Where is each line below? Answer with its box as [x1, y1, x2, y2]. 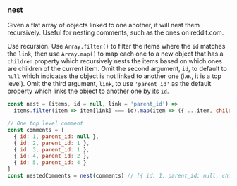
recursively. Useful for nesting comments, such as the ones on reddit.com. [7, 28, 224, 37]
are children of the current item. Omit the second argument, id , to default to [7, 65, 227, 73]
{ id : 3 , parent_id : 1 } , [13, 146, 90, 153]
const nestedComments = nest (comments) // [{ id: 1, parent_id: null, [7, 173, 219, 180]
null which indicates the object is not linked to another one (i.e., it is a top [7, 72, 222, 80]
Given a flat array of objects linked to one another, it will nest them [7, 21, 200, 30]
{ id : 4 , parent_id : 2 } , [13, 153, 90, 160]
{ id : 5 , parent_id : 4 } [13, 159, 87, 166]
